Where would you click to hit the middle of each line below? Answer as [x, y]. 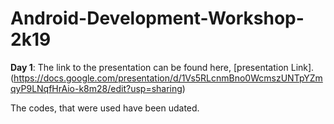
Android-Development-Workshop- [157, 18]
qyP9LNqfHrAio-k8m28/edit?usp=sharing [96, 88]
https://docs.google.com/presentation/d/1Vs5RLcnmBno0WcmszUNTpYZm [168, 78]
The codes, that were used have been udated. [105, 108]
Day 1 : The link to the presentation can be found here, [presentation [149, 67]
